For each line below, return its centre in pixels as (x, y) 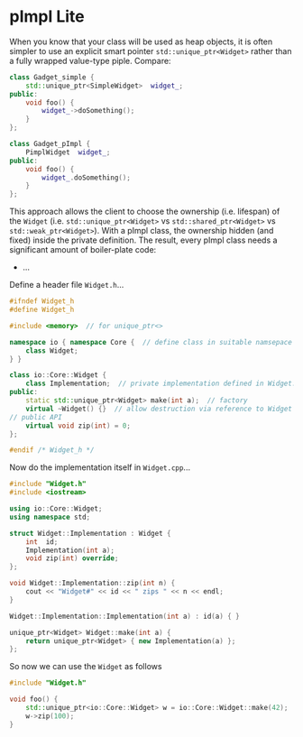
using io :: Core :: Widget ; (56, 509)
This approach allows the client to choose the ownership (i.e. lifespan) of (145, 212)
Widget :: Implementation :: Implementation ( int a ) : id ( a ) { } (125, 616)
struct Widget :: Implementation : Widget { (90, 533)
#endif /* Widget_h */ (52, 450)
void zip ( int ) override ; (72, 558)
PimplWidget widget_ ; (68, 152)
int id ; (42, 542)
